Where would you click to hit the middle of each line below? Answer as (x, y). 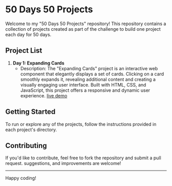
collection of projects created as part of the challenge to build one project (83, 29)
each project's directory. (31, 130)
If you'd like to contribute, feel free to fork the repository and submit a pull (83, 158)
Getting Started (30, 112)
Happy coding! (21, 178)
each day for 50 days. (28, 34)
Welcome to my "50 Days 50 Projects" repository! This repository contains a (86, 24)
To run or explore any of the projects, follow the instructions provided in (81, 124)
